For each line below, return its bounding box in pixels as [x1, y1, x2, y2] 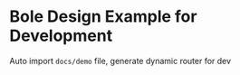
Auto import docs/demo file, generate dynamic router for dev [9, 55, 232, 66]
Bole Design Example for [9, 6, 197, 27]
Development [9, 25, 113, 46]
